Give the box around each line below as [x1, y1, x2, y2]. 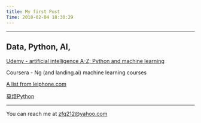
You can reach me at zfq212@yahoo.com [6, 111, 108, 118]
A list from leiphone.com [6, 81, 67, 88]
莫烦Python [6, 93, 35, 100]
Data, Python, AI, [6, 42, 71, 52]
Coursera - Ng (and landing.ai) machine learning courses [6, 69, 147, 76]
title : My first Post [6, 8, 60, 15]
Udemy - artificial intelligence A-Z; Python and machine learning [6, 58, 165, 65]
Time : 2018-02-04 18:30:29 [6, 14, 74, 20]
